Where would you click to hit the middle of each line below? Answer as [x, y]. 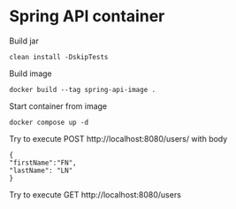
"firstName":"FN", [43, 163]
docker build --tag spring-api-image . [83, 89]
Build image [30, 74]
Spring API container [87, 16]
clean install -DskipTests [59, 57]
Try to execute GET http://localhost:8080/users [95, 194]
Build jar [24, 41]
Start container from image [58, 106]
